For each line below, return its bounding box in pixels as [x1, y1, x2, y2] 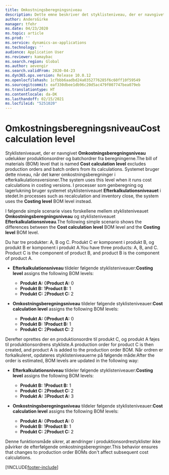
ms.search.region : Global [5, 59, 59, 64]
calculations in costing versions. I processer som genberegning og [5, 182, 143, 188]
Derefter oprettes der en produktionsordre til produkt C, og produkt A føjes [5, 336, 160, 343]
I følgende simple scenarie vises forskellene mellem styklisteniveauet [5, 208, 149, 214]
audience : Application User [5, 49, 64, 54]
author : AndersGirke [5, 17, 49, 22]
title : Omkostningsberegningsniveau [5, 7, 82, 13]
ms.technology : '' [5, 45, 44, 50]
